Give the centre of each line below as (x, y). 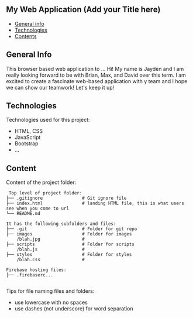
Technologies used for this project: (48, 120)
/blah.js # (51, 249)
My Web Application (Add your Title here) (83, 10)
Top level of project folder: (45, 193)
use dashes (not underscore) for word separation (74, 309)
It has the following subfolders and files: (61, 224)
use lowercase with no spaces (51, 302)
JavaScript (27, 138)
